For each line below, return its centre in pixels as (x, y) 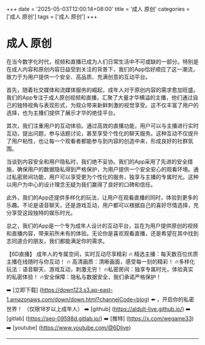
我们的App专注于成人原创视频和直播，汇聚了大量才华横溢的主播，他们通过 (100, 97)
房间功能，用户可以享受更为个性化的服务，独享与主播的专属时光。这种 (110, 176)
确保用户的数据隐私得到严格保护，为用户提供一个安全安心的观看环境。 (105, 169)
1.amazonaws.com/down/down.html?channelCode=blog (77, 299)
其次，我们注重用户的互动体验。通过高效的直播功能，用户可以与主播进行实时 (103, 125)
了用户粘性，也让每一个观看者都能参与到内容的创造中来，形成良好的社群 (97, 141)
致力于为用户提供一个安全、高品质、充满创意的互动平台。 (78, 77)
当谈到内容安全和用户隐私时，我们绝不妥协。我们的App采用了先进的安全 (97, 161)
